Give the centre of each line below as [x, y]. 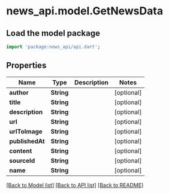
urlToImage [26, 131]
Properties [26, 66]
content [21, 151]
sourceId [22, 160]
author [19, 92]
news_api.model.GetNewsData [85, 11]
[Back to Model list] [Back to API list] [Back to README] [75, 185]
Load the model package [53, 33]
